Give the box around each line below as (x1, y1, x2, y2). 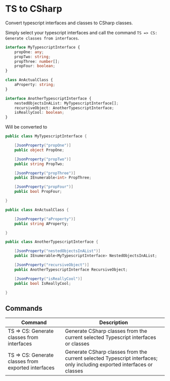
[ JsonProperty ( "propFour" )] (14, 184, 73, 190)
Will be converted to (5, 124, 48, 130)
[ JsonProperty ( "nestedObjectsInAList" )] (14, 248, 101, 253)
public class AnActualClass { (5, 207, 69, 213)
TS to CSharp (5, 3, 62, 15)
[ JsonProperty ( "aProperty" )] (14, 216, 76, 222)
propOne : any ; (14, 49, 44, 55)
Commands (5, 304, 43, 313)
